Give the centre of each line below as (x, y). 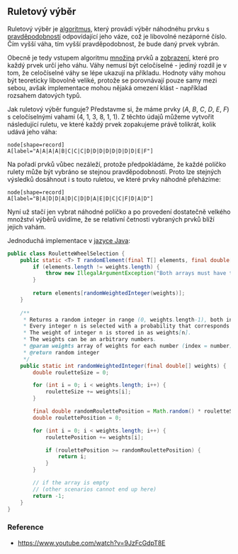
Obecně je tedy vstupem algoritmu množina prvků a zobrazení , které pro (113, 58)
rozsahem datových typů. (45, 95)
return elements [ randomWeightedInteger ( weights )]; (109, 293)
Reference (25, 527)
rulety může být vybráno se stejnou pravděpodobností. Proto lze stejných (114, 172)
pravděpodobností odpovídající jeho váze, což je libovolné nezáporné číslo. (117, 36)
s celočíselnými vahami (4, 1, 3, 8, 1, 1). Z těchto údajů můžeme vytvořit (111, 116)
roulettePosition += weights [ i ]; (94, 437)
